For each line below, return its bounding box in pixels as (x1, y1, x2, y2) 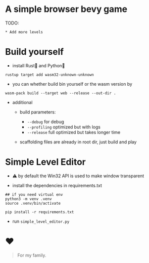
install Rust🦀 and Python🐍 (12, 62, 65, 68)
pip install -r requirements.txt (5, 209, 74, 215)
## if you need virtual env (5, 192, 63, 197)
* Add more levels (5, 29, 43, 34)
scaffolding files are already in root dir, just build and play (19, 138, 137, 145)
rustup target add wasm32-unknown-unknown (5, 72, 94, 77)
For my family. (17, 252, 47, 258)
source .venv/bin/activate (5, 201, 61, 206)
